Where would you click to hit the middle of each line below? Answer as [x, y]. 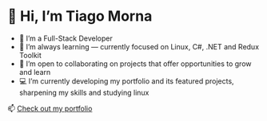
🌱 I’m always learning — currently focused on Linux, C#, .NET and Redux [139, 46]
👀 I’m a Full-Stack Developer [66, 38]
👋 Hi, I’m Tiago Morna [80, 16]
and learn [35, 72]
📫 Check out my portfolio [50, 108]
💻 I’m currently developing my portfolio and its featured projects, [126, 81]
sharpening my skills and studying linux [84, 92]
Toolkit [30, 55]
